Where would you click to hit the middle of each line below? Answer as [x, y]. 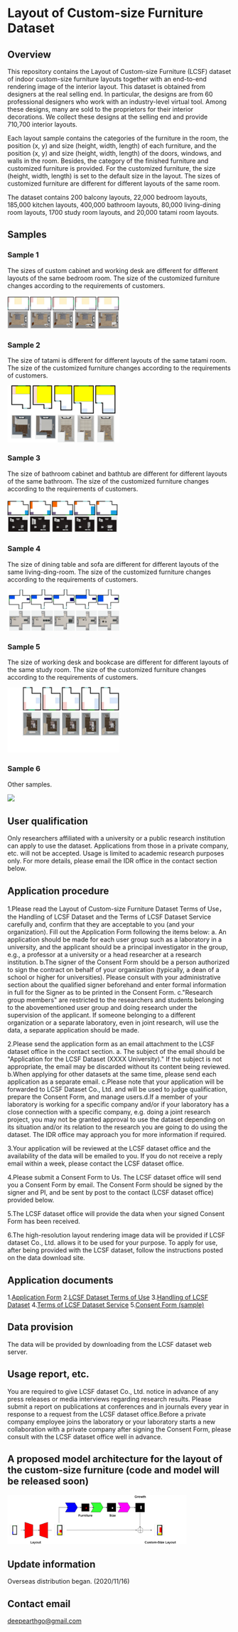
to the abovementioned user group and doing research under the [102, 1008]
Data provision [40, 1327]
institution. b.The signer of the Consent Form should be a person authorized [118, 962]
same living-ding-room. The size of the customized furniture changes [109, 572]
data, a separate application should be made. [74, 1030]
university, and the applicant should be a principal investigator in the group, [118, 947]
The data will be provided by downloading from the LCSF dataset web [109, 1344]
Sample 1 [23, 255]
